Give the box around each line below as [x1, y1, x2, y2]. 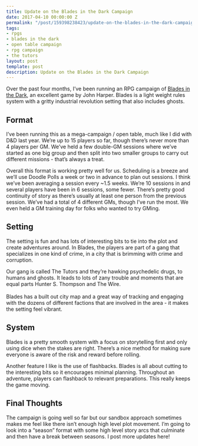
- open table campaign [6, 42, 62, 48]
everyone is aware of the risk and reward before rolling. [6, 351, 141, 358]
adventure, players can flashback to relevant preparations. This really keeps [6, 375, 190, 382]
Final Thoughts [6, 398, 63, 408]
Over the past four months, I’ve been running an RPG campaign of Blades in [6, 85, 190, 92]
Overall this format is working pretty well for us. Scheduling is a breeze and [6, 167, 189, 174]
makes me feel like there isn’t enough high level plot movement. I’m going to [6, 420, 190, 427]
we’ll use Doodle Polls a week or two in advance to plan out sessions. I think [6, 174, 191, 181]
